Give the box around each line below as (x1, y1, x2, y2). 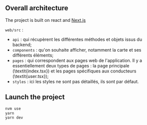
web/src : (5, 27, 24, 33)
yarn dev (5, 115, 23, 121)
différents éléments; (12, 52, 54, 58)
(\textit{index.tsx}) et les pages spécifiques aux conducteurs (12, 68, 137, 74)
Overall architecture (5, 4, 69, 12)
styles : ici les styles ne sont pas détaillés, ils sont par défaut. (12, 78, 139, 84)
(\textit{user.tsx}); (12, 73, 49, 79)
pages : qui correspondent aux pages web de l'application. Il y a (12, 57, 143, 63)
